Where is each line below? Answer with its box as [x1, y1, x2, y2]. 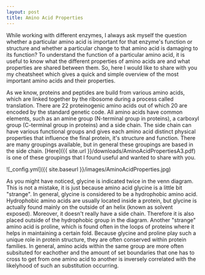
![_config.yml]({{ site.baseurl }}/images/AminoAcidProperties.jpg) [6, 166, 171, 173]
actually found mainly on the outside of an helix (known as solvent [6, 203, 173, 211]
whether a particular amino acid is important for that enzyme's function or [6, 38, 193, 45]
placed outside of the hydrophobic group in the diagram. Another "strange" [6, 216, 196, 224]
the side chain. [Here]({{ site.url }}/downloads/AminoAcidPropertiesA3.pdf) [6, 147, 196, 155]
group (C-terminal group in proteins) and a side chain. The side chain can [6, 121, 192, 128]
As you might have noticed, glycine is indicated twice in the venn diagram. [6, 177, 194, 185]
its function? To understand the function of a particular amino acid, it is [6, 51, 185, 58]
